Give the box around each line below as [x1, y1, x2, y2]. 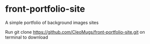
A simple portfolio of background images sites [5, 20, 99, 25]
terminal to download [5, 34, 48, 40]
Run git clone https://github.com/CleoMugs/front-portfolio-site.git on [5, 29, 145, 35]
